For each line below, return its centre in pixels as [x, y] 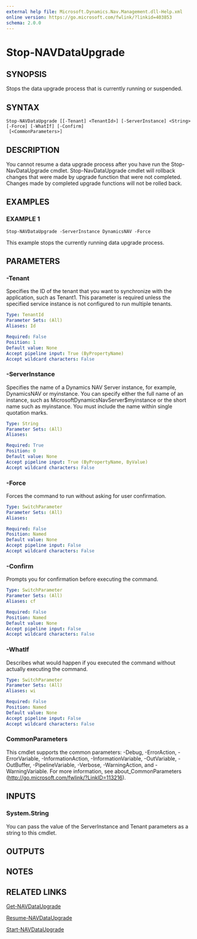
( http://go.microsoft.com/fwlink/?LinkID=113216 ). [66, 777]
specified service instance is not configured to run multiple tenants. [89, 304]
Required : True [25, 445]
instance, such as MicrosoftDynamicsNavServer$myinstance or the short [96, 400]
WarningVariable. [27, 771]
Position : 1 [21, 342]
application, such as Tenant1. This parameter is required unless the [88, 298]
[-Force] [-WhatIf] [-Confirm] [45, 127]
